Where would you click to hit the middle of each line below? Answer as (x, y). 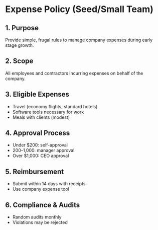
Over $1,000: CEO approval (41, 156)
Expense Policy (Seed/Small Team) (80, 9)
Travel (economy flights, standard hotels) (55, 106)
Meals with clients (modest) (41, 117)
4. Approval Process (38, 133)
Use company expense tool (41, 189)
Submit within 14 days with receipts (49, 184)
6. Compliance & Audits (43, 205)
